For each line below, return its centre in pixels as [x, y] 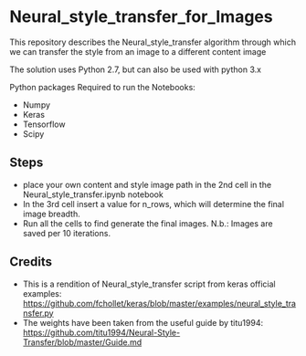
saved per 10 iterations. [67, 233]
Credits [31, 262]
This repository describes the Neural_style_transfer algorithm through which [153, 42]
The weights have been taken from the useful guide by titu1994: [142, 322]
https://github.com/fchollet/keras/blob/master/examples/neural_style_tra [159, 303]
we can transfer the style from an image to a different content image [138, 51]
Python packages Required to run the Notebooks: [103, 87]
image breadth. [51, 214]
